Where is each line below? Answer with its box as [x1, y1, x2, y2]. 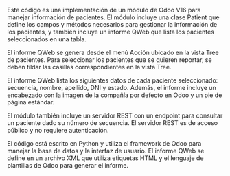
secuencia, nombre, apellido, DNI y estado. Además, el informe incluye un [7, 84, 216, 91]
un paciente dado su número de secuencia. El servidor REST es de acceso [7, 119, 218, 126]
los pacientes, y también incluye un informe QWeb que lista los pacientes [7, 27, 215, 36]
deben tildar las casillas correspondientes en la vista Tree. [7, 63, 172, 71]
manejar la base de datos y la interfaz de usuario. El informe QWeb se [7, 147, 205, 155]
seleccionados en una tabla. [7, 35, 87, 43]
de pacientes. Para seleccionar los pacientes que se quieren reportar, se [7, 56, 212, 64]
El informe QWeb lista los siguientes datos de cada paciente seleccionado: [7, 76, 218, 85]
